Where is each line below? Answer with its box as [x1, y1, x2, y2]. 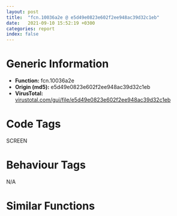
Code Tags [6, 117, 61, 131]
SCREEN [6, 137, 28, 144]
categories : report [6, 25, 55, 32]
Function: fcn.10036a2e [14, 77, 75, 84]
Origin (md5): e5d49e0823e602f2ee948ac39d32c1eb [14, 84, 151, 91]
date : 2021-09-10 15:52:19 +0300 [6, 20, 95, 26]
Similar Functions [6, 199, 95, 213]
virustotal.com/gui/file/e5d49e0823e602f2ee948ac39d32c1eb [14, 96, 171, 103]
